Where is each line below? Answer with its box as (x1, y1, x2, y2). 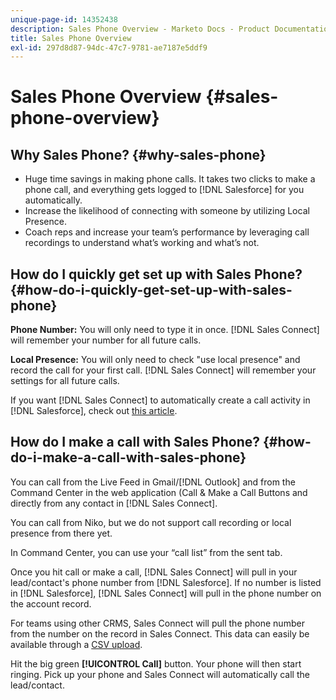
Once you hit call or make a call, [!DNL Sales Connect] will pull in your (10, 566, 298, 578)
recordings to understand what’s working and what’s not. (24, 237, 260, 249)
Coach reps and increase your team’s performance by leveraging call (24, 226, 310, 238)
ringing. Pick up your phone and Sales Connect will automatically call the (10, 668, 310, 680)
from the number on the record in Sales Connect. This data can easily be (10, 627, 310, 640)
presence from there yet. (10, 527, 113, 539)
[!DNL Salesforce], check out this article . (10, 405, 178, 417)
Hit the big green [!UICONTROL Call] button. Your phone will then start (10, 657, 302, 670)
